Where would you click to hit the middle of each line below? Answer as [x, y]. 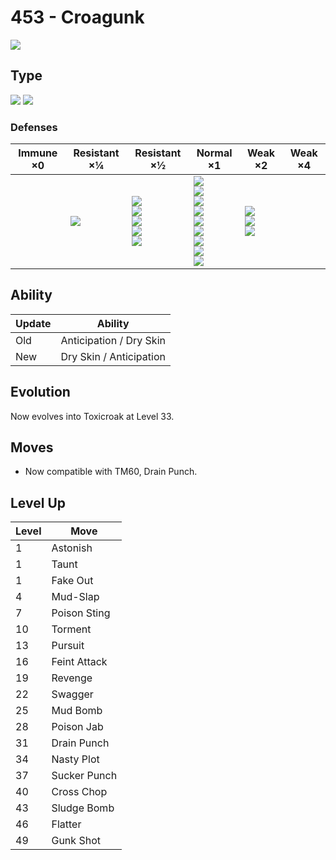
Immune [38, 153]
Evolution [40, 392]
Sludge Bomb [83, 808]
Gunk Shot [76, 841]
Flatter [66, 824]
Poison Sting [81, 613]
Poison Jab [77, 727]
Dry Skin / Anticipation [113, 356]
